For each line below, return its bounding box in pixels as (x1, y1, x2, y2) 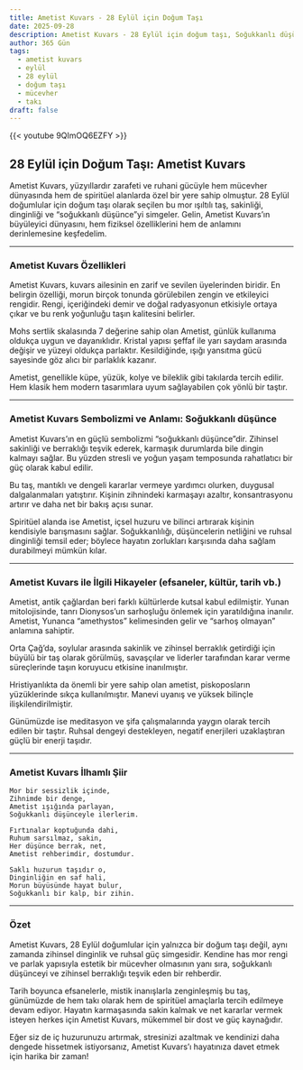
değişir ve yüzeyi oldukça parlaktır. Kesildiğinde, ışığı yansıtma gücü (9, 345, 262, 356)
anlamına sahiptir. (9, 624, 75, 636)
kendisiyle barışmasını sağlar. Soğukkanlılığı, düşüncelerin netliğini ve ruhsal (9, 525, 292, 537)
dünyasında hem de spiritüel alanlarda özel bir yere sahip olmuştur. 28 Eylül (9, 190, 290, 201)
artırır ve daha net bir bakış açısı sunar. (9, 498, 153, 510)
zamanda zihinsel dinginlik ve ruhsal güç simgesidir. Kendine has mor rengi (9, 948, 289, 959)
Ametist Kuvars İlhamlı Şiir (9, 766, 128, 779)
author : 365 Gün (9, 38, 70, 48)
